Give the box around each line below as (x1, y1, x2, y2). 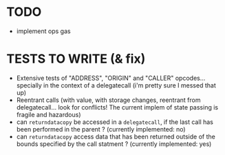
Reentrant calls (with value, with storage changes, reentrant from (16, 96, 201, 104)
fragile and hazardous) (16, 110, 81, 118)
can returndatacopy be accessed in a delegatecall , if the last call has (16, 118, 214, 126)
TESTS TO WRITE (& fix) (6, 51, 146, 67)
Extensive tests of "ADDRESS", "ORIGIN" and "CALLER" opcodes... (16, 74, 206, 82)
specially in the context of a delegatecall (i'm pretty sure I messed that (16, 81, 216, 90)
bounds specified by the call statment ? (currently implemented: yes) (16, 139, 212, 148)
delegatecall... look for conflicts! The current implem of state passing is (16, 103, 218, 111)
